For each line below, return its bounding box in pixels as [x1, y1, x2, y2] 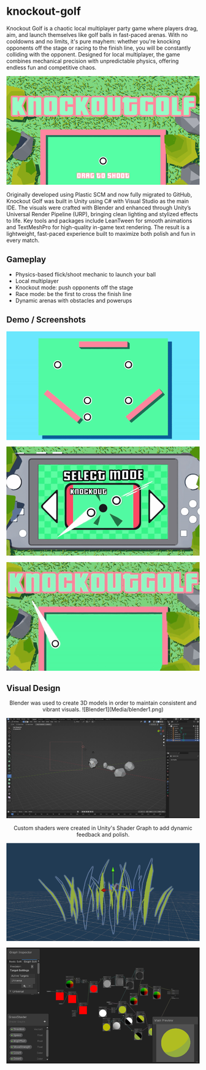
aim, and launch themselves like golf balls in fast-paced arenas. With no [6, 31, 188, 38]
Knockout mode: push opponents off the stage [15, 284, 134, 291]
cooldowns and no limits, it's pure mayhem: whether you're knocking [6, 37, 181, 45]
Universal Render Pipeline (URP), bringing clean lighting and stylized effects [6, 211, 198, 218]
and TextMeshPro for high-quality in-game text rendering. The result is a [6, 224, 190, 231]
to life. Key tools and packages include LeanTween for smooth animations [6, 217, 193, 225]
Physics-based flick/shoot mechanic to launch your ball [15, 270, 156, 278]
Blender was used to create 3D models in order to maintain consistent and [9, 699, 197, 706]
